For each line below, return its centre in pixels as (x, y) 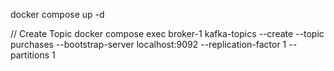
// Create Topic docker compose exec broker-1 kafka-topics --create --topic (167, 33)
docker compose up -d (57, 14)
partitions (30, 55)
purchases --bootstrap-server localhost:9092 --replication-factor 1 (148, 44)
